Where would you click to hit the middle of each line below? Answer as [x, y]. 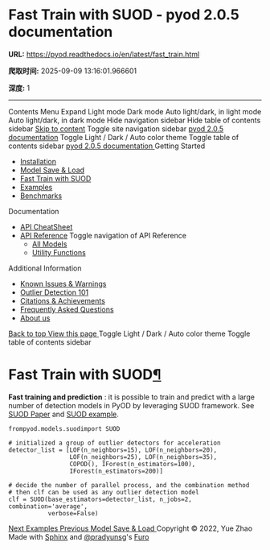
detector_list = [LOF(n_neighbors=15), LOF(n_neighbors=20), [113, 450]
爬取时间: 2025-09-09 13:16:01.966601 [73, 71]
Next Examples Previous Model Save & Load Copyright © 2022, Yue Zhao [131, 528]
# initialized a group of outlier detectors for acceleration [115, 443]
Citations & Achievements [63, 300]
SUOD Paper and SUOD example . [63, 414]
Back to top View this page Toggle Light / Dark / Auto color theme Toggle [129, 333]
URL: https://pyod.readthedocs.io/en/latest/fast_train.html [104, 54]
